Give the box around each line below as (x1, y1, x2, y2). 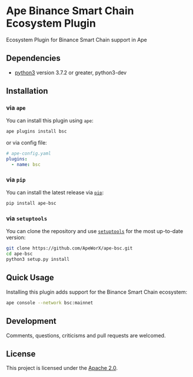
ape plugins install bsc (6, 129, 67, 135)
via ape (6, 104, 26, 112)
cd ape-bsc (6, 251, 33, 257)
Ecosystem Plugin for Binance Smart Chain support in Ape (6, 36, 147, 43)
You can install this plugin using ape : (6, 117, 94, 124)
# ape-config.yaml (6, 150, 51, 157)
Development (6, 316, 57, 326)
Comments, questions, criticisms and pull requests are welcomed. (6, 332, 166, 339)
